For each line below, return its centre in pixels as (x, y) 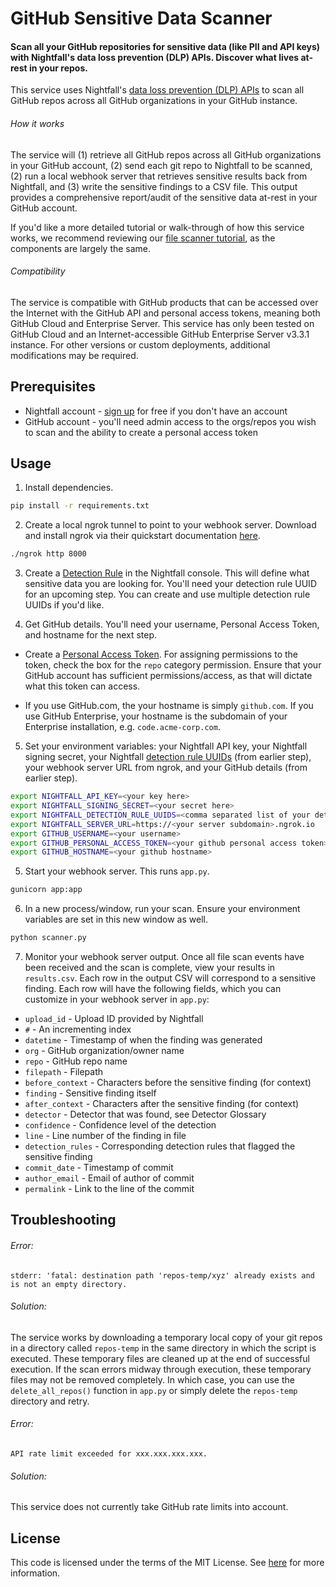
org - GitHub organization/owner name (104, 1051)
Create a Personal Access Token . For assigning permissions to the (161, 654)
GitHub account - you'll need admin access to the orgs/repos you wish (170, 421)
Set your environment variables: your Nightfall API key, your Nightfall (166, 746)
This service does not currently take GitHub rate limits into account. (149, 1507)
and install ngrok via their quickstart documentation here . (142, 536)
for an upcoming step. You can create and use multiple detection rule (167, 594)
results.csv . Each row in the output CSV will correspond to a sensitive (170, 978)
